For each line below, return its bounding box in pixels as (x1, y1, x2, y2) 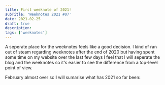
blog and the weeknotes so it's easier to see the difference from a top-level (5, 60, 158, 65)
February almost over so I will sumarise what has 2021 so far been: (5, 75, 141, 80)
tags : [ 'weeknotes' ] (5, 30, 48, 35)
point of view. (5, 65, 33, 71)
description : (5, 26, 32, 31)
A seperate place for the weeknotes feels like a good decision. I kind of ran (5, 44, 157, 49)
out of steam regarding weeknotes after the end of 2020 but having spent (5, 49, 155, 55)
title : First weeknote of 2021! (5, 7, 71, 12)
